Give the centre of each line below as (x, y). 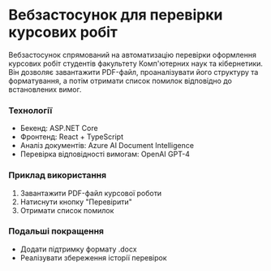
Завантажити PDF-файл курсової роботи (91, 193)
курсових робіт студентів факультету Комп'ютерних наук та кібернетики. (136, 63)
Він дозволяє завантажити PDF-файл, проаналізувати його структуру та (133, 72)
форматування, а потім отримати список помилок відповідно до (120, 81)
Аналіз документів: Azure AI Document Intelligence (107, 146)
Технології (30, 110)
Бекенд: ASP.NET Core (59, 129)
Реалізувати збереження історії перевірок (93, 257)
